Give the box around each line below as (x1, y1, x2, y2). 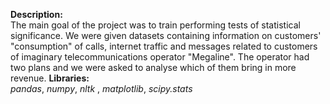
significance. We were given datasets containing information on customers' (10, 30, 322, 41)
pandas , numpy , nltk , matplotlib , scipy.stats (10, 83, 193, 94)
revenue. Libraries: (10, 72, 90, 84)
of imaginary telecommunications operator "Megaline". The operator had (10, 51, 310, 63)
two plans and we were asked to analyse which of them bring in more (10, 62, 297, 73)
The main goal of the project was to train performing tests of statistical (10, 19, 301, 31)
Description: (10, 9, 63, 20)
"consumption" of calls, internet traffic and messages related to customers (10, 40, 318, 52)
